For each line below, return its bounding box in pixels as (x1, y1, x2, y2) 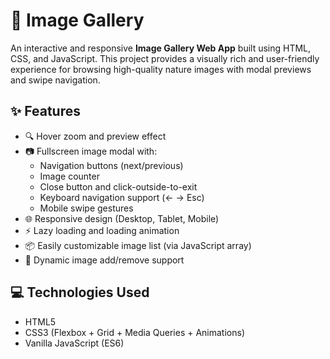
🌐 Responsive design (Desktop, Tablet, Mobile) (24, 212, 220, 224)
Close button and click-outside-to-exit (39, 180, 198, 193)
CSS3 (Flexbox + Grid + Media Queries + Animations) (24, 326, 245, 338)
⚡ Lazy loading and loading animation (24, 224, 180, 236)
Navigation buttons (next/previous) (39, 159, 184, 171)
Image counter (39, 170, 100, 182)
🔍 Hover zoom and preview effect (24, 130, 167, 142)
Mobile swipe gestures (39, 202, 134, 214)
